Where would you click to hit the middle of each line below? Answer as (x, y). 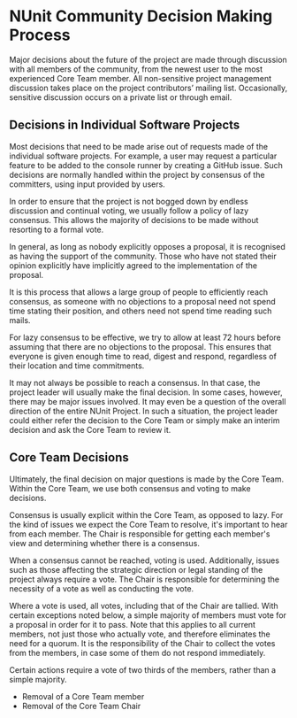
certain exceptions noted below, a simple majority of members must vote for (148, 615)
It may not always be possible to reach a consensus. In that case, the (135, 382)
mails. (20, 320)
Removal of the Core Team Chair (81, 706)
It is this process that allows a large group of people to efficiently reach (139, 292)
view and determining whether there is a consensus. (105, 543)
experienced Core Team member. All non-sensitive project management (141, 78)
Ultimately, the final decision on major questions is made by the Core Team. (147, 479)
